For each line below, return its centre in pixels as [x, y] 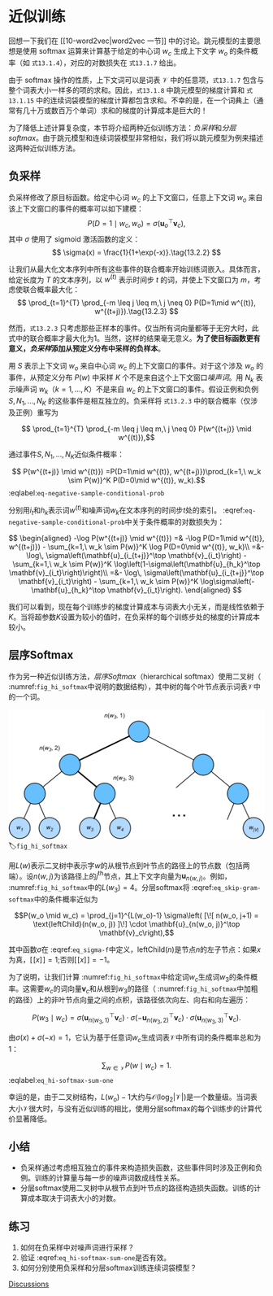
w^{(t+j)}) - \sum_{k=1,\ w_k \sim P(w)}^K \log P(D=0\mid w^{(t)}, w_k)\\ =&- [136, 547]
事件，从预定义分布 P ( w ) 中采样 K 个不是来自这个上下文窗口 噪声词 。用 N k [131, 379]
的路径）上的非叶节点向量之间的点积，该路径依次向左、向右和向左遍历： [129, 1000]
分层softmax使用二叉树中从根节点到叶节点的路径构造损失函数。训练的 [137, 1188]
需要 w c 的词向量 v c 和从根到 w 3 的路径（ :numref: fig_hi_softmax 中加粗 [144, 989]
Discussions [29, 1284]
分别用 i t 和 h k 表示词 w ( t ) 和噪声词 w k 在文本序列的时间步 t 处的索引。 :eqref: [127, 510]
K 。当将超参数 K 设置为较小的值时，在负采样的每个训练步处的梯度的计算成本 [134, 617]
